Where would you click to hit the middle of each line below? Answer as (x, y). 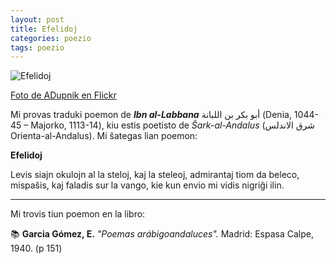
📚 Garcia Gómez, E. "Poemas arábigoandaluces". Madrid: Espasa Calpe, (162, 234)
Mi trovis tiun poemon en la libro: (78, 214)
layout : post (37, 19)
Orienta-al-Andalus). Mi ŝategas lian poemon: (104, 136)
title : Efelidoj (44, 29)
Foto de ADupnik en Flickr (63, 95)
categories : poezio (51, 38)
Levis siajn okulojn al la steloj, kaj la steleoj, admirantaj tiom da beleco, (155, 175)
